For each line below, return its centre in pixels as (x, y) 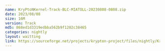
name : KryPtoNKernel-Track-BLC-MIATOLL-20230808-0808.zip (66, 9)
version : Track (21, 23)
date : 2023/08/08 (23, 14)
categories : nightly (26, 32)
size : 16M (15, 18)
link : (11, 41)
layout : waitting (23, 37)
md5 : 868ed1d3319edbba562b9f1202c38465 (46, 28)
